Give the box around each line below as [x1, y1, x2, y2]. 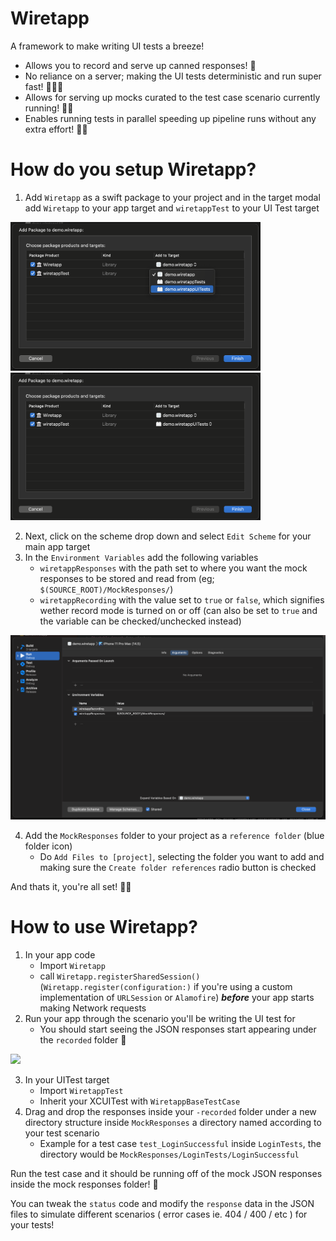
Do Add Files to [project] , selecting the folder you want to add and [39, 850, 325, 862]
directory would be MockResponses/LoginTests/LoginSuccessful [39, 1148, 300, 1160]
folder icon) [24, 840, 73, 852]
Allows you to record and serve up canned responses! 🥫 [24, 59, 257, 71]
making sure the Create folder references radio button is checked [39, 861, 317, 873]
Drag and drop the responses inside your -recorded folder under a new [24, 1105, 317, 1117]
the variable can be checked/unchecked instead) [39, 615, 242, 627]
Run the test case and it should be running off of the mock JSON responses [10, 1167, 323, 1179]
